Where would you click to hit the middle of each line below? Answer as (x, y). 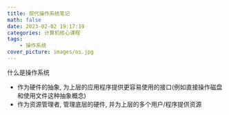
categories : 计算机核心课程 (44, 33)
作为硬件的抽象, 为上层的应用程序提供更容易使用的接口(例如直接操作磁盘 (120, 87)
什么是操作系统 (28, 72)
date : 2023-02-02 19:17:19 (46, 26)
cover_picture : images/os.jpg (51, 52)
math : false (24, 20)
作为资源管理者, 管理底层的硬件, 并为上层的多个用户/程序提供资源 (109, 104)
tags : (15, 39)
